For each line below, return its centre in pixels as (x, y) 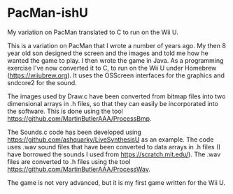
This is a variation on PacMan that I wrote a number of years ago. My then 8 (116, 45)
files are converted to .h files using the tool (69, 161)
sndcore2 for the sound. (42, 82)
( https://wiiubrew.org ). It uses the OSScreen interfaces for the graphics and (116, 75)
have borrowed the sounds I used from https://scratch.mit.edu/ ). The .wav (114, 154)
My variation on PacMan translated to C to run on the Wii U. (93, 32)
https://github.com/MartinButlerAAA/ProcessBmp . (79, 118)
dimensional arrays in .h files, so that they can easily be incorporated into (113, 103)
